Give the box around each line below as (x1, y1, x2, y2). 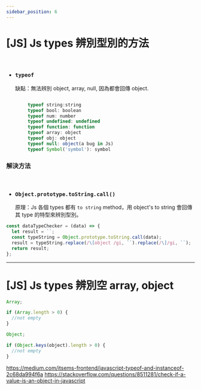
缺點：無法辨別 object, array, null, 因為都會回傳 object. (14, 84, 149, 92)
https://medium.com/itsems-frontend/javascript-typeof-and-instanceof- (6, 364, 184, 371)
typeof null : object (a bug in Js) (28, 141, 114, 147)
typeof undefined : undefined (28, 118, 100, 124)
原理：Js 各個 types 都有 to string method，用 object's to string (14, 204, 175, 211)
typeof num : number (28, 113, 77, 119)
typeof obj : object (28, 135, 77, 141)
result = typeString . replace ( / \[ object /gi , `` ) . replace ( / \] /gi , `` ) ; (11, 240, 191, 246)
